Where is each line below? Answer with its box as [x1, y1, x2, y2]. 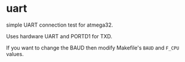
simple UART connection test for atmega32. [6, 21, 113, 28]
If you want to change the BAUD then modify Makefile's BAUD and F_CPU [6, 44, 180, 51]
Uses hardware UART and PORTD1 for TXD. [6, 32, 113, 40]
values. [6, 50, 24, 57]
